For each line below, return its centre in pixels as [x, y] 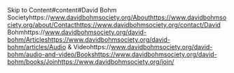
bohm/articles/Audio [37, 47]
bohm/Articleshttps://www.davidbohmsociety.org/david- [89, 40]
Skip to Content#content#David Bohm [62, 10]
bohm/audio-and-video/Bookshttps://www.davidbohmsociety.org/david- [112, 54]
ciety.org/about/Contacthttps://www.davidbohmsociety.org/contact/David [114, 25]
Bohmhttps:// [26, 32]
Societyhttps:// [29, 17]
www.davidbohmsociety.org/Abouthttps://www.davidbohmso [138, 17]
